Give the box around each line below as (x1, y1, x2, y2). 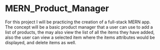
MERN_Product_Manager (5, 3, 109, 14)
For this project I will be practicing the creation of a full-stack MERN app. (5, 19, 151, 25)
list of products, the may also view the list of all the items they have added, (5, 29, 155, 35)
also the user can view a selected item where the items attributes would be (5, 34, 155, 40)
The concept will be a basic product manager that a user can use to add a (5, 24, 153, 30)
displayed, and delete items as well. (5, 39, 76, 45)
